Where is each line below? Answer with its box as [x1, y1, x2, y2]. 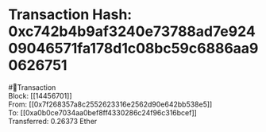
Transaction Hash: [8, 6, 133, 24]
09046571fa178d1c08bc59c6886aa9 [8, 40, 259, 57]
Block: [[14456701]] [8, 91, 73, 100]
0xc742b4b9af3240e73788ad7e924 [8, 22, 256, 41]
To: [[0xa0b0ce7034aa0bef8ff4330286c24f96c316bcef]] [8, 107, 197, 117]
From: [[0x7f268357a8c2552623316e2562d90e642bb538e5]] [8, 99, 213, 109]
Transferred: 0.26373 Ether [8, 116, 98, 126]
